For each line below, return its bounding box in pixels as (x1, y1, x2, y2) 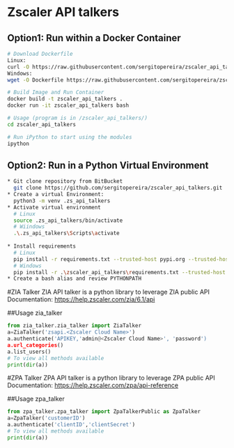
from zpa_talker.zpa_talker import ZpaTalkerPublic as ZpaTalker (7, 408, 201, 415)
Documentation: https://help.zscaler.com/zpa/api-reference (7, 381, 179, 389)
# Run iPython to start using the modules (7, 133, 132, 140)
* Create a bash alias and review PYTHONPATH (7, 275, 141, 283)
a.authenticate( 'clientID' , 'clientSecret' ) (7, 421, 136, 428)
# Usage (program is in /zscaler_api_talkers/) (7, 114, 148, 121)
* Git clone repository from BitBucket (7, 178, 123, 185)
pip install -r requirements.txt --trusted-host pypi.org (13, 255, 186, 262)
